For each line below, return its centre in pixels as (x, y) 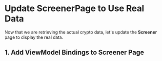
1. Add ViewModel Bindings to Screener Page (74, 53)
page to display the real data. (34, 37)
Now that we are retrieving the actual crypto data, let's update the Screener (81, 32)
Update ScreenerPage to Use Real (74, 8)
